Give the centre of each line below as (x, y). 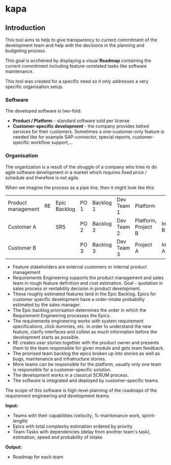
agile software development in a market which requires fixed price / (76, 172)
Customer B (22, 248)
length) (20, 421)
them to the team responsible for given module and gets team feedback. (88, 348)
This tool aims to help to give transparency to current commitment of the (81, 40)
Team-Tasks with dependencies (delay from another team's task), (82, 431)
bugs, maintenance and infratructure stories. (59, 359)
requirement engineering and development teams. (58, 396)
